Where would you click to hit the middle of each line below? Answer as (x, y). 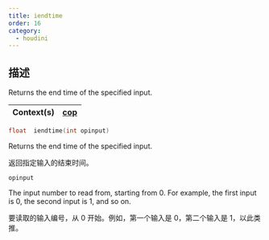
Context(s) (33, 112)
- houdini (32, 38)
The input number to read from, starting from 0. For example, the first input (132, 193)
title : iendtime (35, 16)
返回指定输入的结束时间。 (51, 162)
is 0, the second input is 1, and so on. (70, 201)
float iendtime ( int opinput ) (59, 131)
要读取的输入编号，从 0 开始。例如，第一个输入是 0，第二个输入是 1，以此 (131, 218)
